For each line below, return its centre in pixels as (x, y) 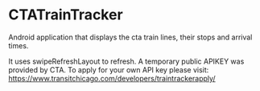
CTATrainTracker (66, 15)
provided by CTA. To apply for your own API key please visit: (109, 69)
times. (19, 45)
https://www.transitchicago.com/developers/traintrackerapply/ (112, 78)
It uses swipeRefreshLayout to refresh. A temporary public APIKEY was (126, 61)
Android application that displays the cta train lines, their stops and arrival (130, 37)
